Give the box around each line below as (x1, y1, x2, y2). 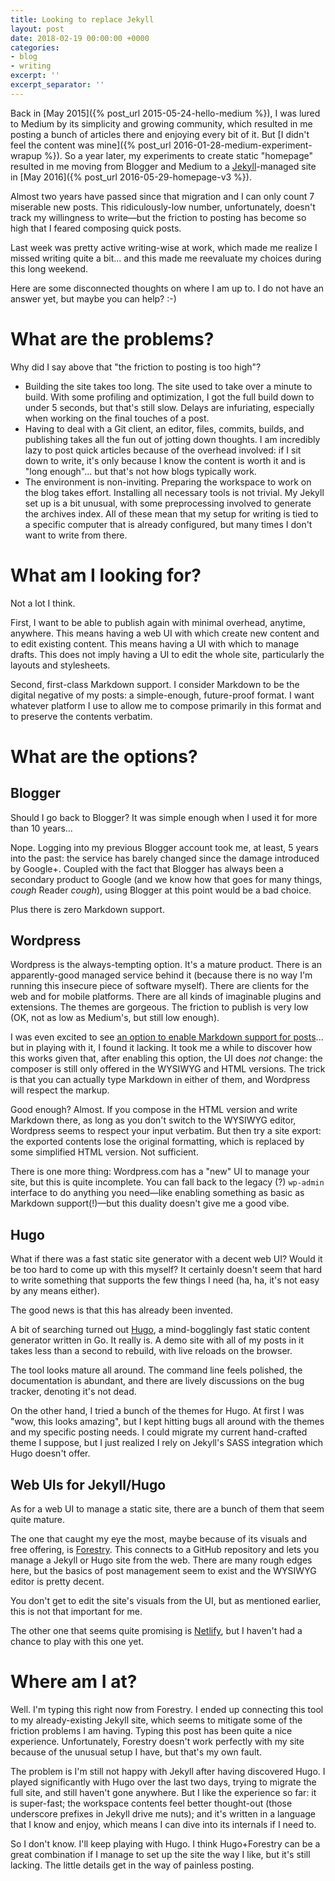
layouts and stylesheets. (10, 659, 111, 671)
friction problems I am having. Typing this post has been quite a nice (10, 1725, 293, 1736)
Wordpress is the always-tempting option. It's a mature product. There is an (10, 959, 322, 971)
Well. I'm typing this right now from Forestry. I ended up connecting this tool (10, 1704, 324, 1715)
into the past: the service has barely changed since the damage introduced (10, 852, 320, 864)
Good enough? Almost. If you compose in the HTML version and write (10, 1104, 298, 1116)
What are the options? (10, 745, 198, 768)
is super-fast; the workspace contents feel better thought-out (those (10, 1797, 293, 1809)
